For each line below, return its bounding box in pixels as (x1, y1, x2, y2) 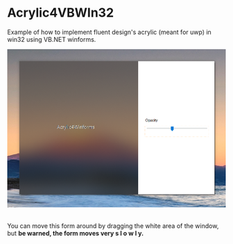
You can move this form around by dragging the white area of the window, (7, 221, 219, 230)
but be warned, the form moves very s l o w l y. (7, 229, 144, 237)
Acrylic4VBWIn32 (7, 5, 114, 21)
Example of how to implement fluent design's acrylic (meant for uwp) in (7, 28, 212, 36)
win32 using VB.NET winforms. (7, 35, 96, 43)
